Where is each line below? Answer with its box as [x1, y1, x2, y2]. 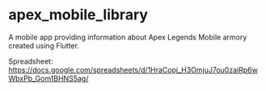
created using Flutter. [8, 40, 79, 50]
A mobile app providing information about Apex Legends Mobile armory [8, 32, 247, 42]
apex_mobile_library [8, 6, 148, 24]
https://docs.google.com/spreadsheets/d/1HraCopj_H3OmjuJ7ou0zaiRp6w [8, 64, 259, 74]
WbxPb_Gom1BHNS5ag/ [8, 73, 89, 83]
